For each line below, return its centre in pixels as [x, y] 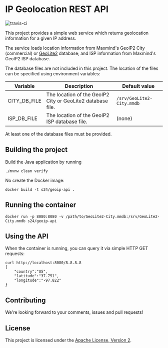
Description [79, 86]
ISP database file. [67, 122]
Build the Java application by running [43, 162]
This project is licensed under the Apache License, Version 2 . [68, 340]
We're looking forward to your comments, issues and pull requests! [74, 312]
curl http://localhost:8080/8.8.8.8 [43, 263]
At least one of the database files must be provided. [58, 134]
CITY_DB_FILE [24, 100]
